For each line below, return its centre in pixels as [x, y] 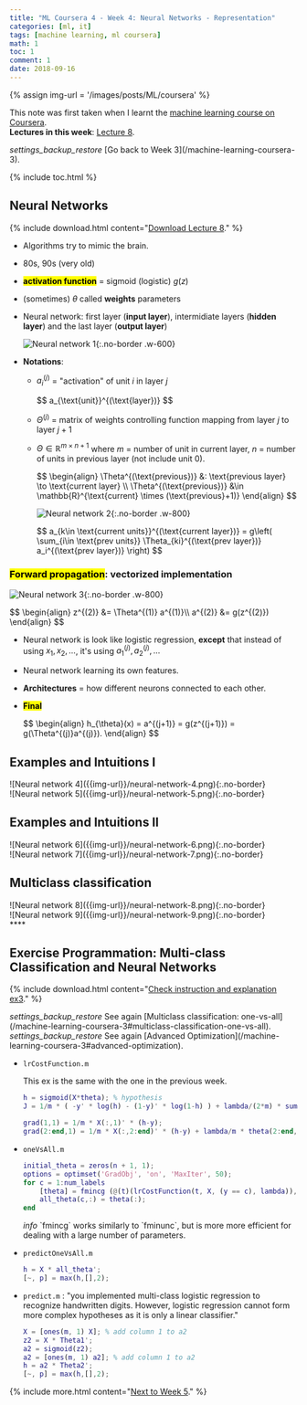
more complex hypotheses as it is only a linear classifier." [131, 1315]
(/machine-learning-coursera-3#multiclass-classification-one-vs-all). [140, 1026]
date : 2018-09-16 [42, 69]
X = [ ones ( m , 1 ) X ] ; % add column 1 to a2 [105, 1331]
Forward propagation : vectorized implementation [121, 575]
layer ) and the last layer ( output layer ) [95, 326]
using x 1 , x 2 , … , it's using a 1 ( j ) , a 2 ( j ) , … [91, 651]
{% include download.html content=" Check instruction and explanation [143, 989]
